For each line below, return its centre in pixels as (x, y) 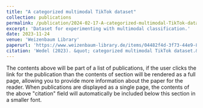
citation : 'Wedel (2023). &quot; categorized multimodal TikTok (89, 51)
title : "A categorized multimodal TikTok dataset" (71, 12)
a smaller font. (24, 100)
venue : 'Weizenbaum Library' (43, 40)
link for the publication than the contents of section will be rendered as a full (101, 74)
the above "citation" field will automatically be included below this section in (101, 93)
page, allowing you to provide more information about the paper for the (95, 80)
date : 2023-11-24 (28, 34)
